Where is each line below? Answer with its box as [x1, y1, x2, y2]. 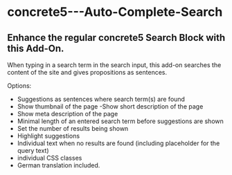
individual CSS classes [17, 154, 82, 162]
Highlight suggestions [17, 132, 80, 140]
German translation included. [17, 161, 100, 169]
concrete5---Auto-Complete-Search [7, 4, 223, 20]
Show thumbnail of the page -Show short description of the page [17, 102, 204, 111]
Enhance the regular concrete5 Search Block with [7, 32, 226, 44]
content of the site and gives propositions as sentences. [7, 68, 168, 76]
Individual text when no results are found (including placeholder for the [17, 139, 220, 147]
